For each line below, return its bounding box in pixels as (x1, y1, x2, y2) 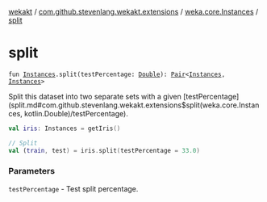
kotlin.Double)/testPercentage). (23, 108, 129, 118)
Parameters (8, 166, 55, 177)
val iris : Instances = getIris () (8, 124, 121, 133)
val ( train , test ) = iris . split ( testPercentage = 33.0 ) (8, 146, 200, 154)
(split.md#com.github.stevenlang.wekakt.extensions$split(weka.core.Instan (8, 100, 260, 110)
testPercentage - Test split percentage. (8, 183, 139, 193)
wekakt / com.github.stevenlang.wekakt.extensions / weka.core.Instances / (8, 7, 259, 16)
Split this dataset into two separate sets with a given (8, 91, 181, 101)
